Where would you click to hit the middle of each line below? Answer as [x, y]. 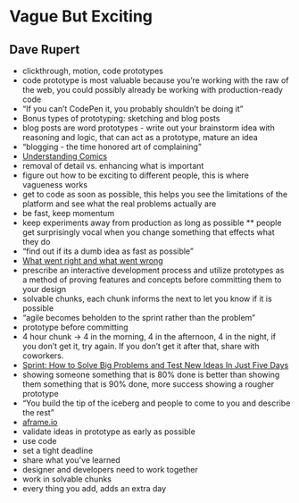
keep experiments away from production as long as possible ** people [152, 222]
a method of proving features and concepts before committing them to [152, 280]
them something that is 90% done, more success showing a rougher [148, 384]
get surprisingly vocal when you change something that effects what [148, 232]
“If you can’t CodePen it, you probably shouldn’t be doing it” [133, 109]
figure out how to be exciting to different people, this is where [136, 175]
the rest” [38, 412]
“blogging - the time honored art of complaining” [112, 147]
